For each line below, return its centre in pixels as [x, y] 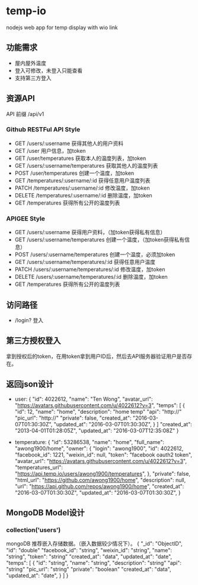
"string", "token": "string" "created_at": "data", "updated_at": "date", [89, 556]
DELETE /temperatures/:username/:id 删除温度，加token [83, 195]
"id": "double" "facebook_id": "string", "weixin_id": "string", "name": [89, 551]
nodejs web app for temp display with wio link [62, 27]
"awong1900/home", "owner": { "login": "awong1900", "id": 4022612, [99, 448]
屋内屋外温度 [30, 63]
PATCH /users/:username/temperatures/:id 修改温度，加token [90, 269]
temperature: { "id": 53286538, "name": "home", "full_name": [90, 442]
